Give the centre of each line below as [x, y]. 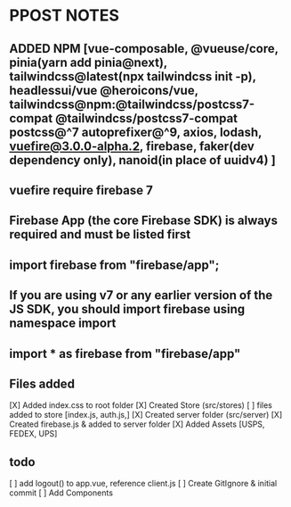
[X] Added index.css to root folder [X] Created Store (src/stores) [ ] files [141, 405]
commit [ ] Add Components [61, 493]
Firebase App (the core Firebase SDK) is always [144, 221]
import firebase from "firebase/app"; [114, 265]
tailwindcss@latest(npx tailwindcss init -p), [133, 76]
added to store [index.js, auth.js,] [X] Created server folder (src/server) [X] [146, 415]
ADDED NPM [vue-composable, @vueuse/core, [144, 49]
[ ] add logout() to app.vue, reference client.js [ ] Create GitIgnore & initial [143, 484]
